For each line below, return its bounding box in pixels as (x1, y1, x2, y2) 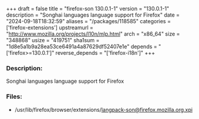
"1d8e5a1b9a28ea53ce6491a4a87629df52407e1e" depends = (6, 43, 158, 50)
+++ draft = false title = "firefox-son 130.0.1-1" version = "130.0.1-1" (6, 5, 170, 12)
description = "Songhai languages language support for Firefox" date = (6, 11, 180, 18)
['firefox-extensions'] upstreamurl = (6, 24, 94, 31)
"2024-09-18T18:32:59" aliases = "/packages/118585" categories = (6, 18, 171, 24)
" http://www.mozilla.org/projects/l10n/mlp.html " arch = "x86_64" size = (6, 30, 181, 37)
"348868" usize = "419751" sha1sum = (6, 37, 99, 43)
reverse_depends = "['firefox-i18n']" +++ (55, 49, 155, 56)
